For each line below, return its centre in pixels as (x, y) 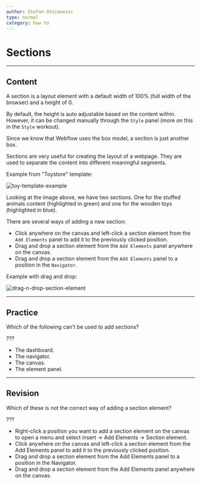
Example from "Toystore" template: (49, 174)
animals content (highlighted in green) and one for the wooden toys (89, 204)
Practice (22, 312)
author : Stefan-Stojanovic (40, 12)
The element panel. (39, 369)
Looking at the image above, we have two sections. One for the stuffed (93, 197)
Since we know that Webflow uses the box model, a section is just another (98, 139)
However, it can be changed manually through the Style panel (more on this (100, 121)
